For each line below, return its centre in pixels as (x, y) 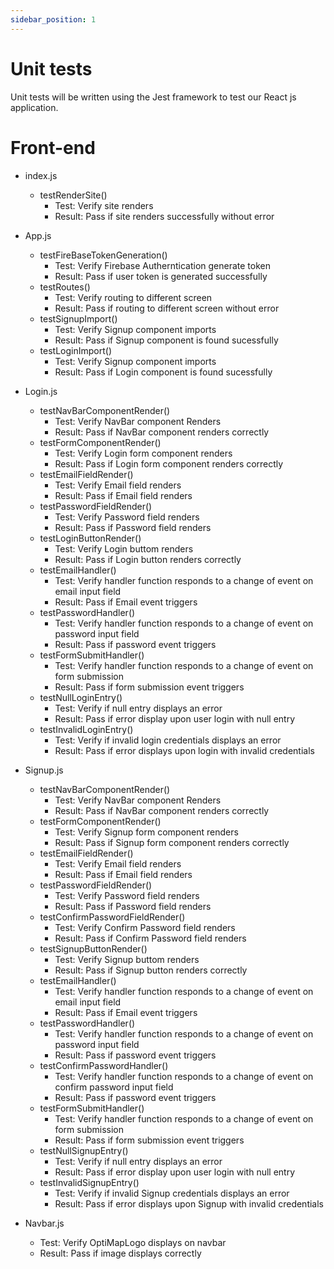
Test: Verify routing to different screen (133, 297)
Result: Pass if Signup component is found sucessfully (166, 340)
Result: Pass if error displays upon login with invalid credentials (184, 750)
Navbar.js (44, 1223)
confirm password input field (114, 1087)
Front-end (53, 147)
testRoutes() (65, 287)
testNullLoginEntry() (81, 697)
